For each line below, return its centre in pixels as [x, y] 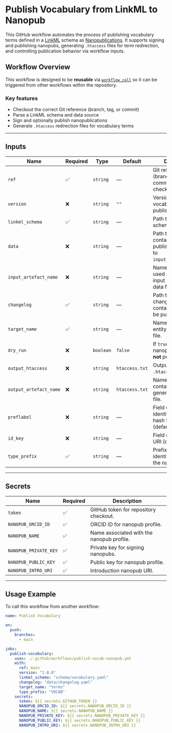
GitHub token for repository [123, 510]
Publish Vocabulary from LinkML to [81, 10]
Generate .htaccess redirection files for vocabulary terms [73, 126]
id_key [16, 438]
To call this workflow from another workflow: [52, 607]
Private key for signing [117, 547]
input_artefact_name [33, 277]
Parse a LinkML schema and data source [56, 115]
